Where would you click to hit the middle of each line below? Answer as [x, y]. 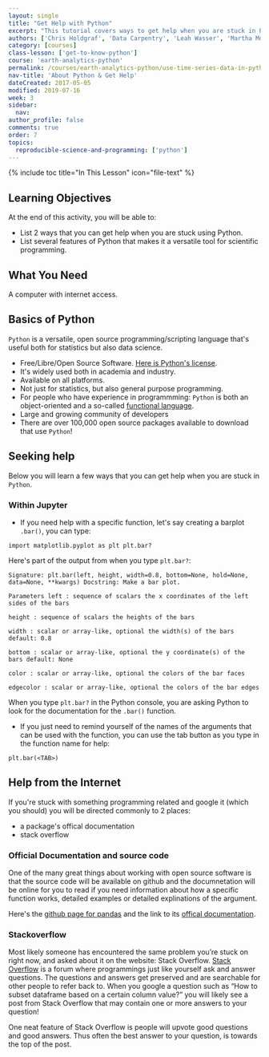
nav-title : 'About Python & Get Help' [73, 75]
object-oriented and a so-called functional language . [107, 405]
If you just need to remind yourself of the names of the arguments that [136, 726]
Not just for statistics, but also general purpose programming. [122, 388]
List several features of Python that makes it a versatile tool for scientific [139, 241]
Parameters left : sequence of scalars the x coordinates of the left [128, 596]
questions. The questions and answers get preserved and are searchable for [134, 978]
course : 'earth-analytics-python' [66, 61]
